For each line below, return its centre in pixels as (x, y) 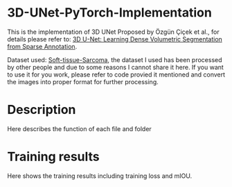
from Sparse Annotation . (42, 46)
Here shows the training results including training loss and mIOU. (100, 176)
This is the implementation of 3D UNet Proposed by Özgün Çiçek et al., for (113, 32)
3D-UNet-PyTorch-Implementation (110, 13)
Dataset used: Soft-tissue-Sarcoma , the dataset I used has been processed (115, 59)
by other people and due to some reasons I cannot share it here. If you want (115, 67)
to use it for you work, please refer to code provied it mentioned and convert (116, 75)
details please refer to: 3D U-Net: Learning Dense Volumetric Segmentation (115, 39)
